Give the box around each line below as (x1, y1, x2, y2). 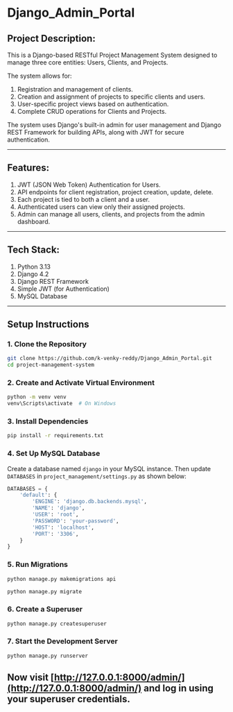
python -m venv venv (7, 393, 67, 400)
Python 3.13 (17, 262, 51, 271)
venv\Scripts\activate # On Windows (7, 400, 116, 407)
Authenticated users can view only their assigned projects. (17, 203, 185, 211)
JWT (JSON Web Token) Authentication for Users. (17, 180, 161, 189)
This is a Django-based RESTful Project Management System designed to (7, 51, 218, 59)
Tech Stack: (7, 244, 60, 256)
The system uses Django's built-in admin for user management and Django (7, 121, 222, 129)
